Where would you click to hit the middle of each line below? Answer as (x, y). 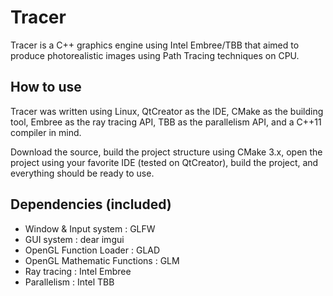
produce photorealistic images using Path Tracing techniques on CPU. (155, 55)
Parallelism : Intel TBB (69, 282)
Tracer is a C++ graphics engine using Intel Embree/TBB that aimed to (155, 45)
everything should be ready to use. (82, 173)
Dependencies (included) (91, 204)
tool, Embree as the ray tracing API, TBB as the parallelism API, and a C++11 (166, 122)
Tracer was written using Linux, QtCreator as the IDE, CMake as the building (167, 111)
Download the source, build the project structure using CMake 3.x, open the (166, 152)
